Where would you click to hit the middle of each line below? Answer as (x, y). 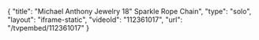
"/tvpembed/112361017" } (49, 28)
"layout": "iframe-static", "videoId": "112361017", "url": (95, 20)
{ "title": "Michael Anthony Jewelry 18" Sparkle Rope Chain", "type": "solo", (129, 11)
